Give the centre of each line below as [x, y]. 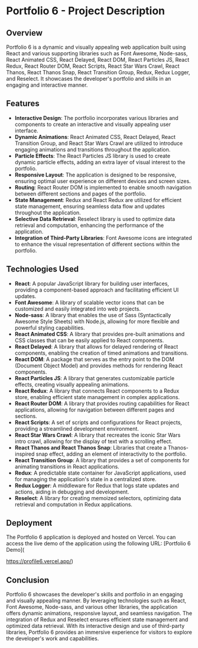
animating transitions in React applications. [67, 466]
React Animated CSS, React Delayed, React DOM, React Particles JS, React [98, 60]
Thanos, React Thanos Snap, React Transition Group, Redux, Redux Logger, [98, 72]
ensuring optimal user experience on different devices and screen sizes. [103, 181]
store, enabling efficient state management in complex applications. [97, 397]
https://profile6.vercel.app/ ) [40, 561]
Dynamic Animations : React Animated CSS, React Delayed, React [95, 137]
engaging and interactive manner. [47, 85]
